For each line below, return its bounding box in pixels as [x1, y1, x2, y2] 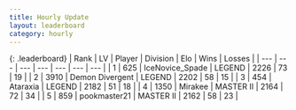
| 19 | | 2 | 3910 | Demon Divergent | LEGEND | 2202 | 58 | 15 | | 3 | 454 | [9, 72, 272, 83]
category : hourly [9, 29, 74, 38]
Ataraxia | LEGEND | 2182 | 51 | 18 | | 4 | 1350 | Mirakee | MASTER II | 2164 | [9, 81, 284, 92]
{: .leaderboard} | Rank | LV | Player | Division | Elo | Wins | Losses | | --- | [9, 54, 277, 64]
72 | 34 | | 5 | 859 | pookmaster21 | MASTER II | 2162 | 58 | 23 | [9, 91, 238, 101]
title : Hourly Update [9, 12, 90, 22]
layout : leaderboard [9, 21, 86, 30]
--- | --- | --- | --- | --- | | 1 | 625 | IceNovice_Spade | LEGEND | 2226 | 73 [19, 62, 288, 73]
